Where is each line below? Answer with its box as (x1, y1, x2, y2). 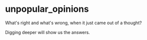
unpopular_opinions (5, 3, 89, 15)
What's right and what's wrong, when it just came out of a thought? (5, 20, 142, 26)
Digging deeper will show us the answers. (5, 29, 90, 35)
